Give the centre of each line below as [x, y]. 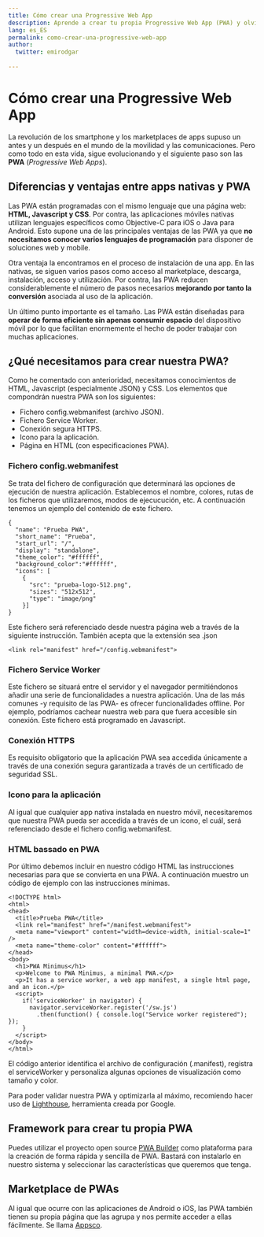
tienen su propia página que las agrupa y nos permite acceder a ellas [120, 1217]
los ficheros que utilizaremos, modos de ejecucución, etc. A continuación [127, 500]
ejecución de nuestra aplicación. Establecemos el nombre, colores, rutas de [131, 491]
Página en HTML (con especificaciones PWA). [94, 446]
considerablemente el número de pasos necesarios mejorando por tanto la [130, 287]
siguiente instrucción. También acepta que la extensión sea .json [113, 635]
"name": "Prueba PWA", [52, 530]
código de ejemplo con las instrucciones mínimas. [89, 883]
